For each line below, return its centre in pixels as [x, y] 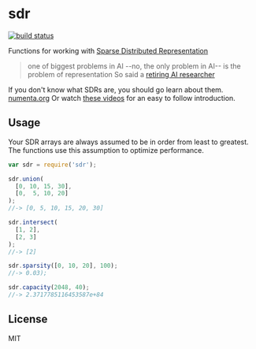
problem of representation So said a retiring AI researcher [121, 74]
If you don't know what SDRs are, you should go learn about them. [116, 89]
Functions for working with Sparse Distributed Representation [108, 50]
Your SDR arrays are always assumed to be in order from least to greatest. [129, 142]
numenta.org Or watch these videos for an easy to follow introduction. [122, 98]
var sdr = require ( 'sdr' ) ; [52, 165]
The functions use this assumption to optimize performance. [106, 150]
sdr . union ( [26, 179]
